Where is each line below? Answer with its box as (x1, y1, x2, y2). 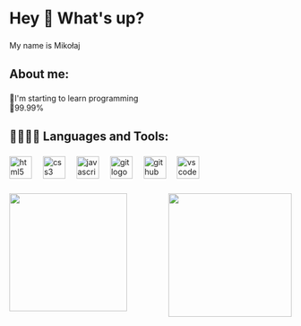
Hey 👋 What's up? (9, 8, 145, 29)
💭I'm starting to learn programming (9, 93, 139, 104)
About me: (9, 66, 70, 82)
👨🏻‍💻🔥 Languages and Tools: (9, 128, 169, 144)
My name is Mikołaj (9, 40, 81, 51)
